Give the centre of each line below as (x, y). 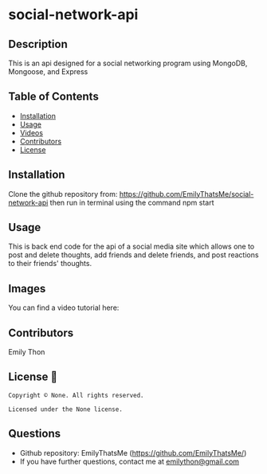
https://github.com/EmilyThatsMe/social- (187, 194)
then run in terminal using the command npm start (132, 202)
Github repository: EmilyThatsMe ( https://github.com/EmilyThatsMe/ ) (133, 452)
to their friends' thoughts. (50, 264)
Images (27, 288)
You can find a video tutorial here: (64, 308)
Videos (31, 132)
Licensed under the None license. (66, 409)
